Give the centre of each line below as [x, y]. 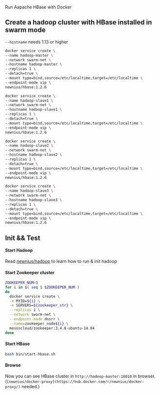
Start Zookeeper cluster [30, 272]
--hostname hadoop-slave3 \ [34, 200]
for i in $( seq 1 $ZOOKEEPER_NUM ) [42, 287]
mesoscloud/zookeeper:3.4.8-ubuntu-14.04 [52, 328]
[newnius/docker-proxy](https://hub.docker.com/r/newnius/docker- [76, 382]
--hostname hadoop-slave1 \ [34, 109]
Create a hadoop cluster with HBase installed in [79, 22]
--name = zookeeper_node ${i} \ [39, 324]
